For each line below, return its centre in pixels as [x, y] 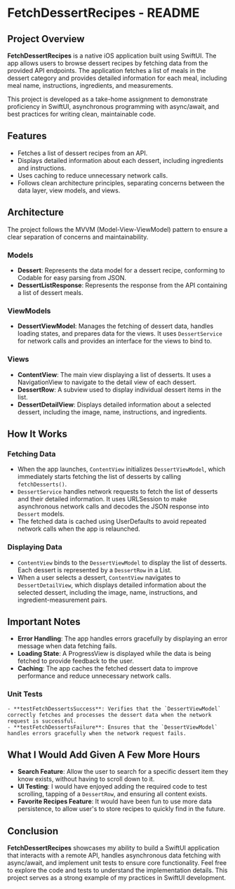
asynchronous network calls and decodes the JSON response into [113, 506]
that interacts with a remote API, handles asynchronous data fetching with [114, 855]
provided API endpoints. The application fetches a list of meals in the [107, 71]
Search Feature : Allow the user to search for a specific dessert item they [123, 772]
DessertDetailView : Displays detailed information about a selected [114, 404]
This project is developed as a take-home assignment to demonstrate [108, 99]
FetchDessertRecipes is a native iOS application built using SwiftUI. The [112, 55]
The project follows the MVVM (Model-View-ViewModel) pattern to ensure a [117, 229]
